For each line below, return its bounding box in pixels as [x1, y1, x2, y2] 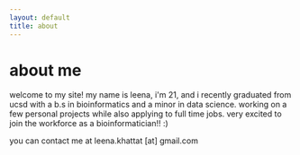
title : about [9, 22, 59, 30]
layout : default [9, 13, 70, 22]
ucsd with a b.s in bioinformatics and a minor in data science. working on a [9, 99, 287, 110]
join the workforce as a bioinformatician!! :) [9, 118, 168, 129]
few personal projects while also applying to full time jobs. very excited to [9, 108, 282, 119]
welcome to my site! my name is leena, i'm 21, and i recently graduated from [9, 90, 292, 100]
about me [9, 60, 82, 81]
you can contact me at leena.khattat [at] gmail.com [9, 135, 198, 146]
